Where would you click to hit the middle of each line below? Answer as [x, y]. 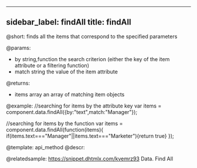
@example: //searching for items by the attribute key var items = [84, 106]
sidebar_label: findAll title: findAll [69, 22]
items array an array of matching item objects [69, 94]
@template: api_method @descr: [45, 147]
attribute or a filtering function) [52, 65]
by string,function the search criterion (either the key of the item [92, 59]
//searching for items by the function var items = [64, 123]
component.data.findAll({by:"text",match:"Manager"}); [72, 112]
